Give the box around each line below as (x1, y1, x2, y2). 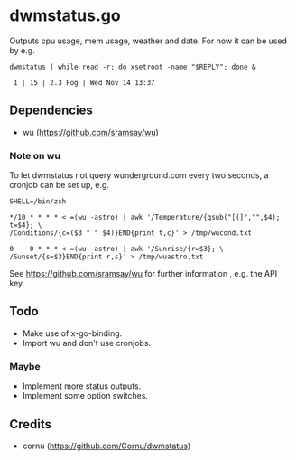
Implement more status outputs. (22, 380, 142, 391)
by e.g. (9, 44, 35, 55)
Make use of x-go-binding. (22, 327, 123, 339)
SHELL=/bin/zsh (9, 197, 67, 206)
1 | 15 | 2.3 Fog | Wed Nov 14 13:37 (13, 78, 155, 87)
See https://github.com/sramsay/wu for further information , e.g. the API (9, 268, 278, 279)
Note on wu (9, 149, 61, 162)
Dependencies (9, 103, 93, 118)
